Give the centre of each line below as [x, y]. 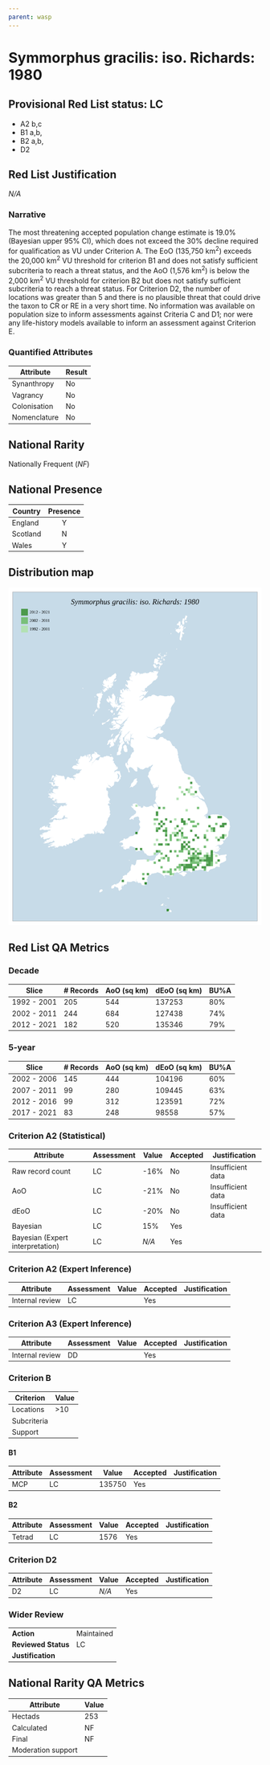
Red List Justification [63, 175]
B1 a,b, [31, 132]
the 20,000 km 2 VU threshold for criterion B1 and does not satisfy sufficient [133, 260]
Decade [24, 971]
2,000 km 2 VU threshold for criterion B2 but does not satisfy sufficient [125, 280]
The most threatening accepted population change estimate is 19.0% [122, 232]
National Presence [55, 489]
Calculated [30, 1727]
